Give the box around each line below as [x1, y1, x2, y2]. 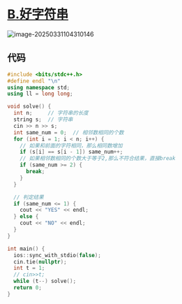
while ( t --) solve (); [13, 277, 77, 285]
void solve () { [7, 103, 52, 110]
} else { [13, 213, 39, 220]
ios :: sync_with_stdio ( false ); [13, 252, 101, 259]
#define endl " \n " [7, 78, 61, 85]
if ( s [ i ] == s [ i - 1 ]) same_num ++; [20, 148, 123, 156]
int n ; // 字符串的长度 [13, 110, 89, 117]
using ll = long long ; [7, 90, 73, 98]
